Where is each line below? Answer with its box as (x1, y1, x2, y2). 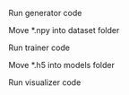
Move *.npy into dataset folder (8, 25, 120, 35)
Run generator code (8, 8, 82, 18)
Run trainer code (8, 42, 71, 53)
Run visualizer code (8, 77, 82, 88)
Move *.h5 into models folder (8, 60, 116, 70)
